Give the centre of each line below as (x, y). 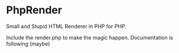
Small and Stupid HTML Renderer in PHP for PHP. (66, 26)
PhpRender (34, 10)
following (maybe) (28, 44)
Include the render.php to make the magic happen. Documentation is (89, 37)
